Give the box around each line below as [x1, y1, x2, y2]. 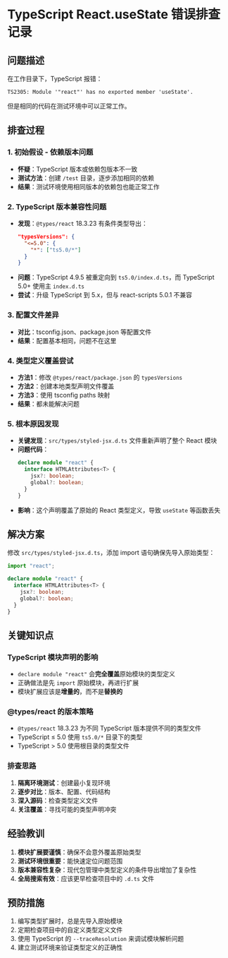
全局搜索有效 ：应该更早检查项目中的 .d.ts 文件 [17, 874, 155, 882]
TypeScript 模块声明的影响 [7, 652, 99, 662]
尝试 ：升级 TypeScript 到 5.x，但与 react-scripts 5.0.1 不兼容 [17, 291, 192, 299]
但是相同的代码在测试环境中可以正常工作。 [7, 102, 131, 110]
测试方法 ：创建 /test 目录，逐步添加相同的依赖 [17, 174, 155, 182]
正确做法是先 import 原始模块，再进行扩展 [17, 678, 139, 687]
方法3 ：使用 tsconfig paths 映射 [17, 390, 110, 399]
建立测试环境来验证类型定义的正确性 [17, 943, 123, 952]
